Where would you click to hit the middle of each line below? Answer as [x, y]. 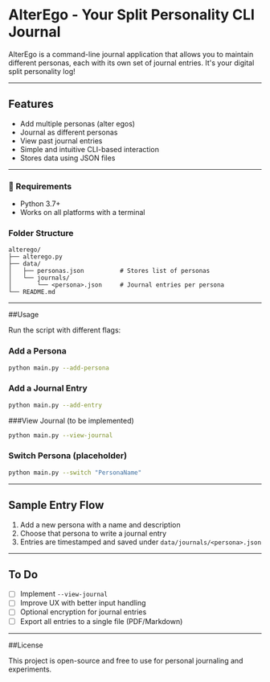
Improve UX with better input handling [83, 603]
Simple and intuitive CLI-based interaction [89, 149]
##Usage [24, 315]
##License [26, 645]
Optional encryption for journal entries [83, 612]
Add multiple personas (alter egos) [77, 123]
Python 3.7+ [40, 204]
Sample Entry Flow [56, 505]
